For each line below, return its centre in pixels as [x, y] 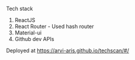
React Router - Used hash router [54, 26]
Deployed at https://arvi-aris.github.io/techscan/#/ [67, 50]
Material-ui [28, 33]
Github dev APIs [34, 39]
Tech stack [20, 9]
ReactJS [25, 20]
